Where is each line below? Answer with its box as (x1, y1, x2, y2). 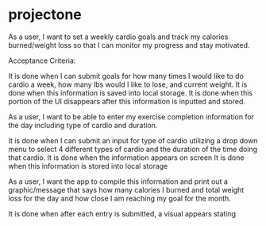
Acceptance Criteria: (8, 56, 76, 65)
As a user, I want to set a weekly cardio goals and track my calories (8, 32, 229, 41)
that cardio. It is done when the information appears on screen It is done (8, 153, 245, 162)
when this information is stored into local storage (8, 161, 168, 170)
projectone (8, 6, 82, 24)
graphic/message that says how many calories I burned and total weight (8, 185, 245, 194)
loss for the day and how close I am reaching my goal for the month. (8, 193, 232, 203)
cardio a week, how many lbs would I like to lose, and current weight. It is (8, 80, 248, 89)
